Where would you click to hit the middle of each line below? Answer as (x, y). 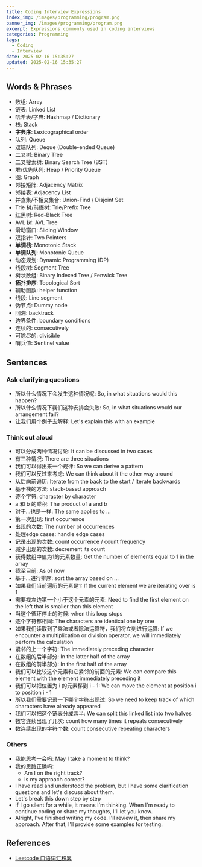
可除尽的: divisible (37, 336)
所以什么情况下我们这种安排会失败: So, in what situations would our (99, 407)
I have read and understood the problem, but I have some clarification (102, 786)
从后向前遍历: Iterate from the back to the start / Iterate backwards (98, 481)
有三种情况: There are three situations (62, 459)
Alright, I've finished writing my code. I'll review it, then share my (95, 818)
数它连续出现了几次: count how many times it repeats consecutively (99, 721)
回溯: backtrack (34, 313)
